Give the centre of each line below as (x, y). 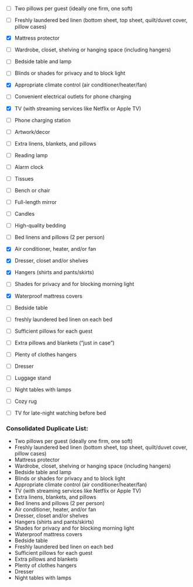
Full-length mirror (36, 202)
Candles (25, 214)
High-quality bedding (40, 226)
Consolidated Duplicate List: (47, 429)
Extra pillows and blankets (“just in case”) (65, 343)
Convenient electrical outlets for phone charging (73, 96)
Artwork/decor (32, 132)
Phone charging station (43, 120)
